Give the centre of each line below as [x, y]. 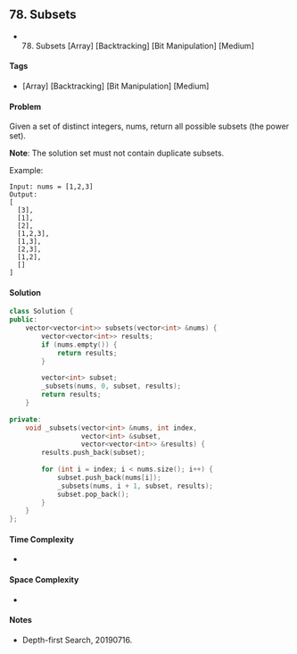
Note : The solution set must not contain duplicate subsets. [117, 153]
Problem [25, 106]
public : [24, 320]
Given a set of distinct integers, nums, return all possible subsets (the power [149, 126]
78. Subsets [43, 15]
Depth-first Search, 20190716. [77, 640]
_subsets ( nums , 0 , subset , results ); [111, 386]
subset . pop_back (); [93, 494]
